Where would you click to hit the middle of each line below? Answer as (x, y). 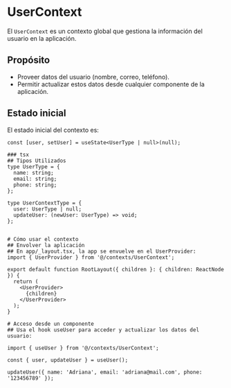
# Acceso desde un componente (51, 324)
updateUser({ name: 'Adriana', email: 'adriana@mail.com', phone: (105, 372)
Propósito (29, 60)
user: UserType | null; (47, 209)
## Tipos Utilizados (37, 161)
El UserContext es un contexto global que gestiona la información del (105, 31)
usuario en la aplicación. (42, 38)
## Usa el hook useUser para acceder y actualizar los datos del (103, 330)
